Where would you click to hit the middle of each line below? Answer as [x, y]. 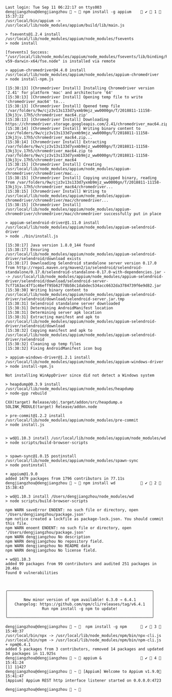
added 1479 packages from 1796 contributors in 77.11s [65, 479]
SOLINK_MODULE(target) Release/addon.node [51, 407]
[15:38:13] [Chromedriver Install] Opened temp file [63, 106]
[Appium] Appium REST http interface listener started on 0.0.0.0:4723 [83, 681]
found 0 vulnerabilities [32, 573]
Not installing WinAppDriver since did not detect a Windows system [80, 375]
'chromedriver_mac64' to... [35, 102]
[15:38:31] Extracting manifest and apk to [52, 317]
